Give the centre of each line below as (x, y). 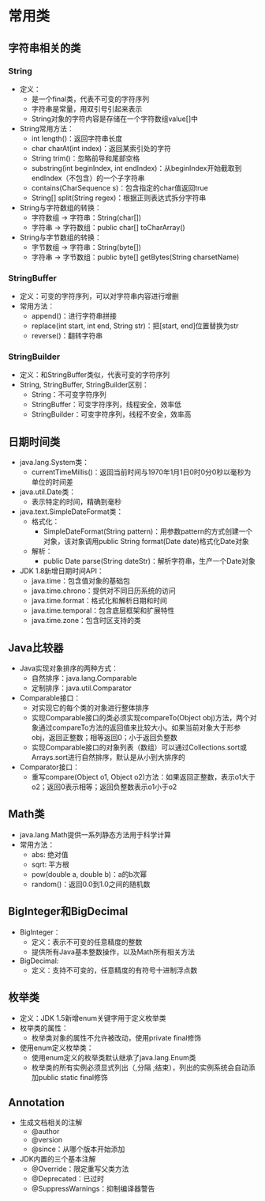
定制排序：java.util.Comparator (82, 688)
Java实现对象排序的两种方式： (69, 668)
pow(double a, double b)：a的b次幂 (89, 874)
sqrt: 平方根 (50, 864)
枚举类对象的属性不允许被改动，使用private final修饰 (116, 1037)
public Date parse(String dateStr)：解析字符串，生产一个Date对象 (149, 561)
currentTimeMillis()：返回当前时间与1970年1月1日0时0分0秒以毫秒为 (141, 472)
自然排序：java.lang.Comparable (84, 678)
